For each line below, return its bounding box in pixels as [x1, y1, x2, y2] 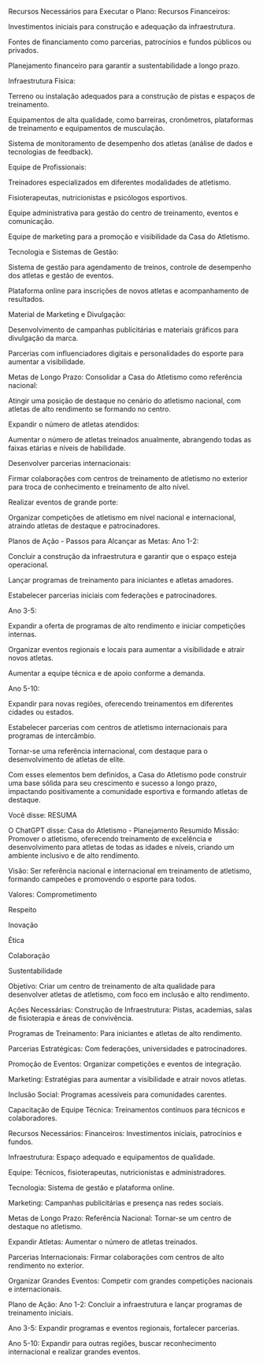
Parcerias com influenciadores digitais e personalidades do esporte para [8, 348, 244, 358]
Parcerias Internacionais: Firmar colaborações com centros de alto [8, 1253, 224, 1262]
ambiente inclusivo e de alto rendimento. [8, 851, 140, 860]
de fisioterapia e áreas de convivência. [8, 1013, 134, 1023]
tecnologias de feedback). [8, 147, 93, 156]
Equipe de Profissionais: [8, 162, 87, 172]
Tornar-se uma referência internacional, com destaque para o [8, 747, 209, 755]
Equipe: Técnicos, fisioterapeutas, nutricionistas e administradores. [8, 1168, 227, 1177]
